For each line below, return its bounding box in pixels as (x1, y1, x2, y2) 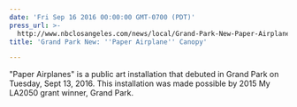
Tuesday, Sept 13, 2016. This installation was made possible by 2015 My (9, 78, 271, 89)
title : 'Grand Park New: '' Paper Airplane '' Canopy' (9, 37, 208, 46)
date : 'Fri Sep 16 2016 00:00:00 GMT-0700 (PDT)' (9, 12, 196, 22)
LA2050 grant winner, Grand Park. (9, 88, 134, 98)
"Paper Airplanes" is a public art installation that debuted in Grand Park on (9, 69, 279, 80)
